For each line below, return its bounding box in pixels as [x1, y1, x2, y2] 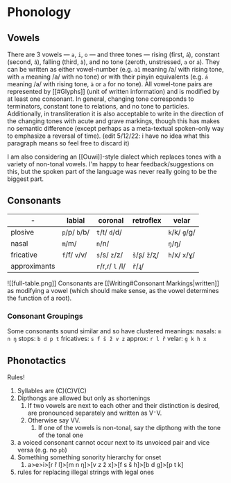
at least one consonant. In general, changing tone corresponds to [7, 95, 194, 103]
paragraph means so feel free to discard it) [7, 139, 130, 147]
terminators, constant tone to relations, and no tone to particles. [7, 102, 189, 110]
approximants [10, 261, 55, 271]
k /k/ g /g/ [168, 227, 196, 237]
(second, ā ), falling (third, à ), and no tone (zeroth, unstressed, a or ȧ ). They [7, 58, 220, 66]
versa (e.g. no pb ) [17, 445, 67, 454]
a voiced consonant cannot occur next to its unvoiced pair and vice [17, 438, 210, 446]
